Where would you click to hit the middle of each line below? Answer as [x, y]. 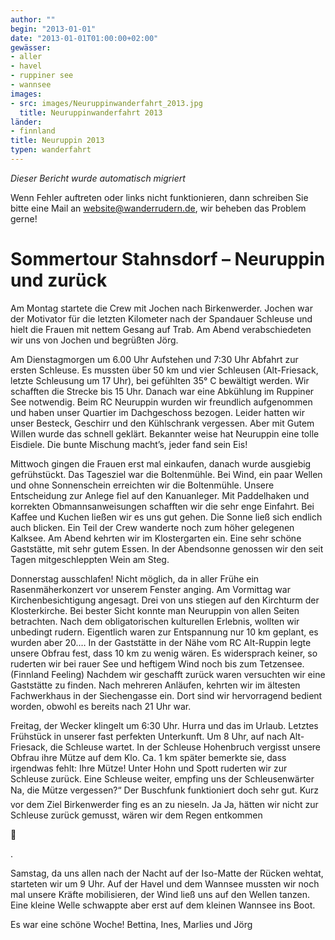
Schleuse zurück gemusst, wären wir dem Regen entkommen [136, 815]
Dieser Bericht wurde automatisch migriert [98, 178]
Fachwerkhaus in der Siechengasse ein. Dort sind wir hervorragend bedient [166, 695]
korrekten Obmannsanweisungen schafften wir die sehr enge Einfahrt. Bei [162, 506]
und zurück [59, 280]
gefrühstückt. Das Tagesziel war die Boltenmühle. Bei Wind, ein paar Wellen [166, 474]
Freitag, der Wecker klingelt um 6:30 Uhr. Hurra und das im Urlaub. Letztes [164, 725]
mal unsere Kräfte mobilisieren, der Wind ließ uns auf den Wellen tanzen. [160, 894]
